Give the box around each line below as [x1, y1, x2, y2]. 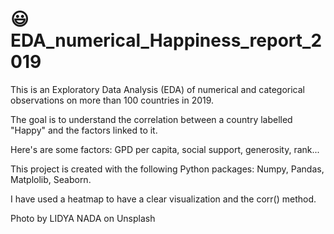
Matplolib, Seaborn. [10, 173, 92, 185]
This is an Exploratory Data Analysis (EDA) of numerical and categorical [10, 83, 306, 95]
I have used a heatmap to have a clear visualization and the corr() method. [10, 193, 317, 205]
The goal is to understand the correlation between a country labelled [10, 113, 293, 125]
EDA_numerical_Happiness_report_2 [10, 29, 323, 52]
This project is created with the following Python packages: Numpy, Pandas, [10, 163, 325, 175]
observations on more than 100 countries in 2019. [10, 94, 215, 106]
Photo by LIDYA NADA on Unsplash [10, 212, 156, 224]
